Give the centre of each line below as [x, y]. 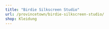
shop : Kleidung [21, 19]
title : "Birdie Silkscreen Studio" [42, 10]
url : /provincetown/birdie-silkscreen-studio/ [55, 14]
